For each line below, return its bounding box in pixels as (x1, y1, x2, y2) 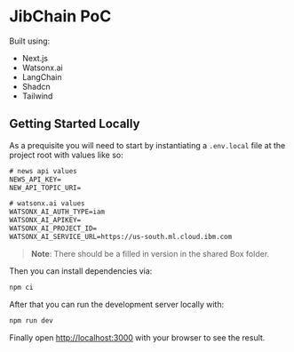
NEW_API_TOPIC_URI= (9, 183, 82, 192)
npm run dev (9, 316, 53, 325)
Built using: (9, 36, 51, 46)
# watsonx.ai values (9, 199, 86, 208)
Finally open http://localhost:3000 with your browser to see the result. (9, 332, 266, 343)
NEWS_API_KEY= (9, 175, 62, 184)
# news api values (9, 166, 77, 175)
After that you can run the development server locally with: (9, 299, 225, 309)
